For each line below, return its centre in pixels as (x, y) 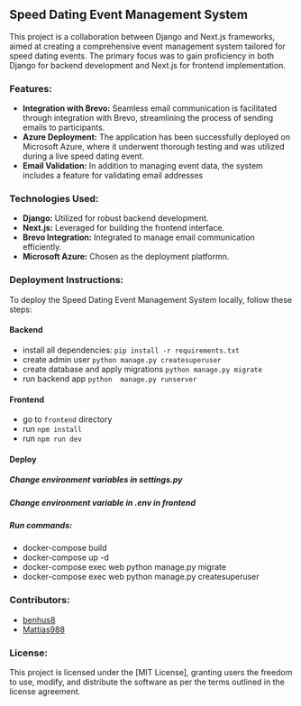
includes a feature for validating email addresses (113, 176)
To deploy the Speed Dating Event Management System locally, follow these (151, 299)
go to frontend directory (67, 419)
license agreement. (45, 692)
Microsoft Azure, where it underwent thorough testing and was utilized (153, 147)
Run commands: (41, 526)
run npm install (52, 429)
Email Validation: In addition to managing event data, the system (142, 166)
